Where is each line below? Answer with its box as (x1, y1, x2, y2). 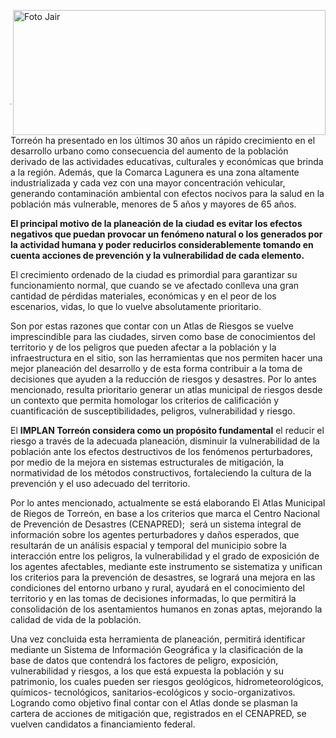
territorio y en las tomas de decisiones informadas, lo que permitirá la (10, 593, 297, 604)
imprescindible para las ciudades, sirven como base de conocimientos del (10, 331, 316, 342)
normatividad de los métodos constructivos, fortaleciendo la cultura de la (10, 467, 312, 479)
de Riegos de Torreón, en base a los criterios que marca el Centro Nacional (10, 508, 321, 519)
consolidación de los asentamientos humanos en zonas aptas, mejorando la (10, 603, 323, 615)
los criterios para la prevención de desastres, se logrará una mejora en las (10, 571, 316, 583)
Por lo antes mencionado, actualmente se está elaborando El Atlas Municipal (10, 497, 326, 509)
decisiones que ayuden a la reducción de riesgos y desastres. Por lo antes (10, 373, 317, 385)
